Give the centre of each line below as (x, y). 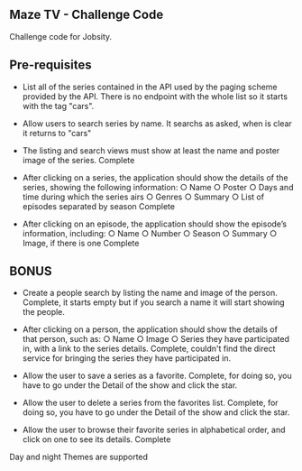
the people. (44, 312)
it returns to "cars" (57, 133)
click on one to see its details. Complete (96, 439)
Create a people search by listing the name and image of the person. (150, 293)
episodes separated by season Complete (99, 206)
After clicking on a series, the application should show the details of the (155, 177)
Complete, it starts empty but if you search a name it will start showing (154, 302)
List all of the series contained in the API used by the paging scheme (150, 87)
